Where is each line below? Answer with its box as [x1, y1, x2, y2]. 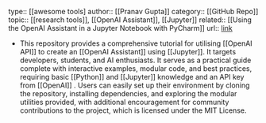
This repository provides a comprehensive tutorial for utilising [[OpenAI [19, 39, 253, 48]
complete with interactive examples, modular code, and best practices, [19, 64, 253, 73]
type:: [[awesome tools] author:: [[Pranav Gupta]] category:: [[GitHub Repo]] [8, 7, 259, 16]
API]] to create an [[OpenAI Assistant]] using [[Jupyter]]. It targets [19, 47, 237, 56]
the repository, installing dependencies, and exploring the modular [19, 89, 237, 98]
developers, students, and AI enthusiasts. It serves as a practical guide [19, 55, 252, 65]
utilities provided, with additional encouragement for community [19, 98, 229, 106]
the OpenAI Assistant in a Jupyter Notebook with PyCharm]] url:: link [8, 24, 233, 32]
